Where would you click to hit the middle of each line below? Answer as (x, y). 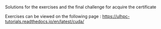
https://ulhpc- (116, 16)
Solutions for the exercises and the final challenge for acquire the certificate (81, 7)
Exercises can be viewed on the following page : (53, 16)
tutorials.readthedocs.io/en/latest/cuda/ (45, 22)
